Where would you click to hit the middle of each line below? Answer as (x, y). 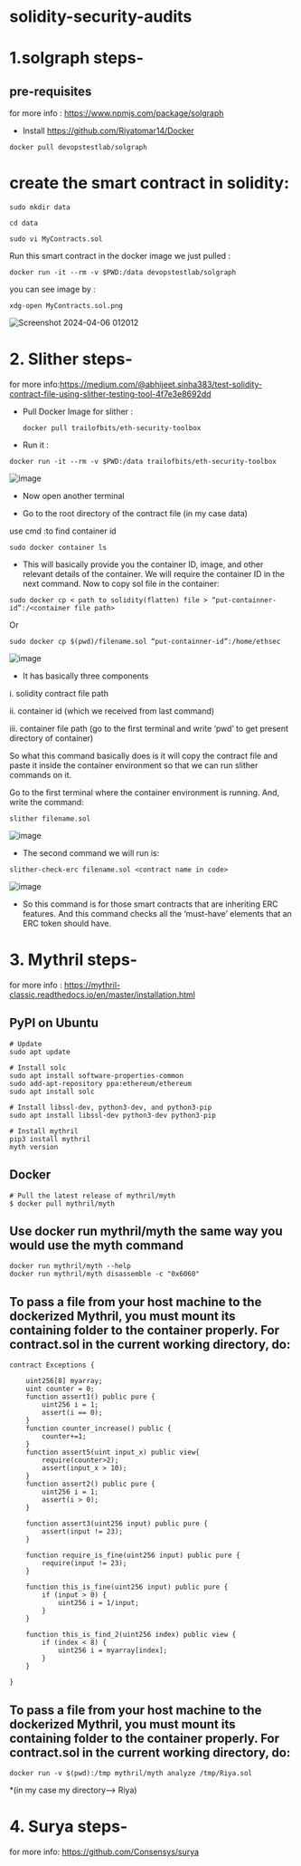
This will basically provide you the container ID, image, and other (143, 564)
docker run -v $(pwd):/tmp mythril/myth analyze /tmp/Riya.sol (131, 1774)
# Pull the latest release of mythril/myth (93, 1196)
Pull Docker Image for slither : (78, 412)
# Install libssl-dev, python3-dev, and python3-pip (111, 1107)
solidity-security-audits (101, 17)
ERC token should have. (66, 923)
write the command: (47, 803)
